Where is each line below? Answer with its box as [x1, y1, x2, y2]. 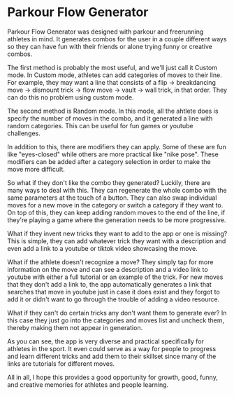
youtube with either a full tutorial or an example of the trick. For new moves [7, 273, 224, 281]
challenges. [7, 129, 41, 137]
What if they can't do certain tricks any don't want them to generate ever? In [7, 308, 227, 317]
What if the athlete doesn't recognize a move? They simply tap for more [7, 257, 214, 266]
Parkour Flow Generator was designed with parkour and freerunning [7, 27, 204, 36]
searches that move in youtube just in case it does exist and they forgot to [7, 287, 220, 296]
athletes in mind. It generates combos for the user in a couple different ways [7, 34, 227, 43]
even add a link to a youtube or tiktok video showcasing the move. [7, 244, 198, 252]
